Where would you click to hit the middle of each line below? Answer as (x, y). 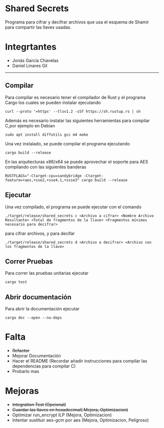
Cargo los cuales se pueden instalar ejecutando (53, 102)
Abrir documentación (38, 297)
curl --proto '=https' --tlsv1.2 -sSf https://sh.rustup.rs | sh (73, 111)
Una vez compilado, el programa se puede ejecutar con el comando (73, 207)
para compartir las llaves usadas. (38, 27)
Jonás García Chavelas (35, 60)
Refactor (21, 351)
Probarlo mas (26, 371)
